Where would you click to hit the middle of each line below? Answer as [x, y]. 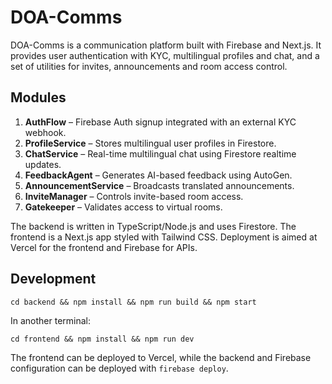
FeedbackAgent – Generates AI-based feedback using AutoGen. [158, 175]
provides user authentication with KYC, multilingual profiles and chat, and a [165, 55]
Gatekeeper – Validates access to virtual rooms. [123, 207]
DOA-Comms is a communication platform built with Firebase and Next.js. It [166, 45]
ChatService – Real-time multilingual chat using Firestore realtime [160, 153]
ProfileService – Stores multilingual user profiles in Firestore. [150, 143]
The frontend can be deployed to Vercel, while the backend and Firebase [161, 357]
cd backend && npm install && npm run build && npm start [133, 302]
